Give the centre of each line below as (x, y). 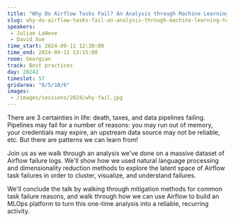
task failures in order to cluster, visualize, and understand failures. (102, 175)
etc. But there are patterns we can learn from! (73, 140)
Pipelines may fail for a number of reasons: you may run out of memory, (110, 125)
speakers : (22, 26)
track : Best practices (40, 65)
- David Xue (28, 40)
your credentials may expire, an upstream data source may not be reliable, (114, 132)
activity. (18, 211)
